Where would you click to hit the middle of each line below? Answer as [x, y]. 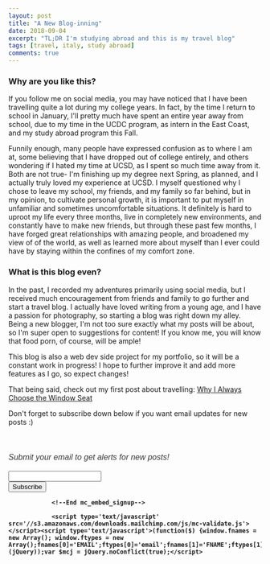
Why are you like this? [52, 81]
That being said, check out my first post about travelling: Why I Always [125, 389]
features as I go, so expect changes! [69, 373]
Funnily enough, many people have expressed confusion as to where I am [131, 149]
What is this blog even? [55, 272]
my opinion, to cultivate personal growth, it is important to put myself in [126, 200]
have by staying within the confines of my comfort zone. [102, 251]
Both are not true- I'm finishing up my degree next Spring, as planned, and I [133, 175]
